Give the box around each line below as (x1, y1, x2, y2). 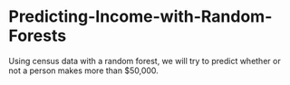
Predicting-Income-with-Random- (8, 6, 273, 27)
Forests (8, 25, 67, 46)
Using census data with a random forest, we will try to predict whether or (8, 55, 282, 66)
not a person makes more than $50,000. (8, 65, 159, 76)
